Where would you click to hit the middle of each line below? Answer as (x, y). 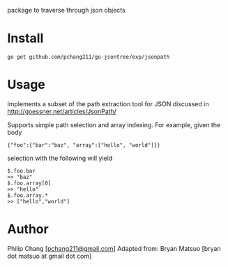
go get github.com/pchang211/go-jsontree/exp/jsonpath (89, 57)
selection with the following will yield (60, 158)
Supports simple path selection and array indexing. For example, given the (114, 124)
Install (25, 38)
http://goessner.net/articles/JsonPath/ (62, 111)
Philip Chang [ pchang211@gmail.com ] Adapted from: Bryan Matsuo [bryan (114, 248)
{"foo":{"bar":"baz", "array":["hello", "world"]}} (84, 145)
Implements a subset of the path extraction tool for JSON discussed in (108, 103)
